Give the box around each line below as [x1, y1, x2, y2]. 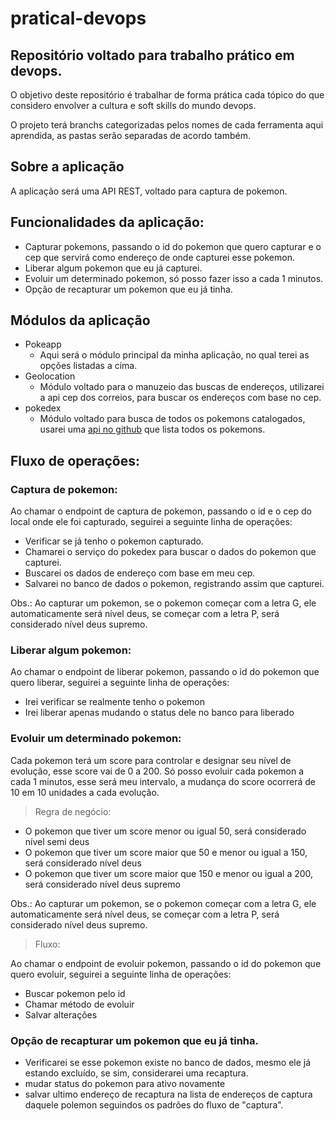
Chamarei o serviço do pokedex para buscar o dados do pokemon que [24, 546, 317, 558]
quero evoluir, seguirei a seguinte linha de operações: [10, 968, 232, 980]
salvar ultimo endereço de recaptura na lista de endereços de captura [24, 1088, 313, 1101]
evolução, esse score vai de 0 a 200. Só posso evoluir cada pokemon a [10, 765, 305, 777]
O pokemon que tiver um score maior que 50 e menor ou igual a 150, [24, 846, 308, 858]
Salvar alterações [24, 1008, 98, 1021]
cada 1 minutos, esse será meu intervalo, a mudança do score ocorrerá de [10, 775, 316, 787]
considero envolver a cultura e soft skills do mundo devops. [10, 100, 257, 111]
